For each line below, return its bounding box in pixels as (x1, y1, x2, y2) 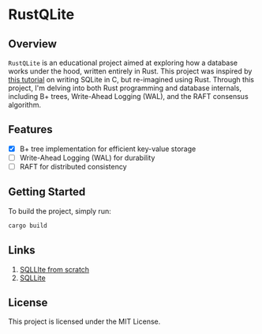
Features (8, 123, 53, 136)
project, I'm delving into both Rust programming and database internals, (8, 83, 242, 93)
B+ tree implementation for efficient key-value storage (19, 144, 196, 154)
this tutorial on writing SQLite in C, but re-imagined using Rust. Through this (8, 75, 255, 84)
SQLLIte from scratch (19, 264, 89, 274)
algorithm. (8, 101, 42, 109)
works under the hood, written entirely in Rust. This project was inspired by (8, 66, 253, 76)
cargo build (8, 222, 47, 230)
